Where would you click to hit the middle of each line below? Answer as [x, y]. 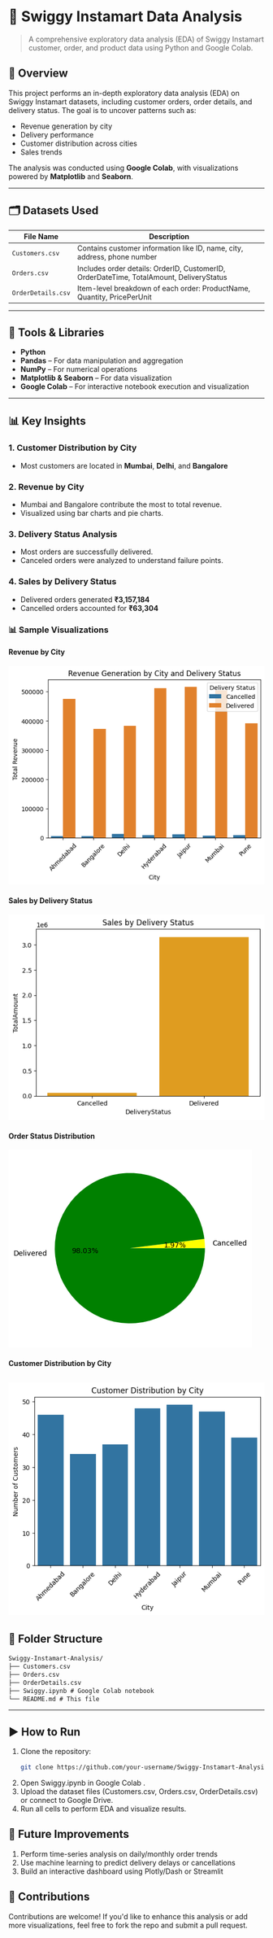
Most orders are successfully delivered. [87, 552]
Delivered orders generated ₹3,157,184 [85, 599]
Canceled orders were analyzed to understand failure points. [121, 561]
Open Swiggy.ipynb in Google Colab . [83, 1783]
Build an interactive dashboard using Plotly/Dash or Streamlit [121, 1871]
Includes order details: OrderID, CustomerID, [151, 268]
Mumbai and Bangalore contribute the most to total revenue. [121, 504]
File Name [41, 237]
